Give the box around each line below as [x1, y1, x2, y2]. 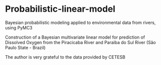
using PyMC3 [5, 24, 33, 30]
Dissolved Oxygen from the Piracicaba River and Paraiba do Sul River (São [5, 39, 156, 45]
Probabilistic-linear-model [5, 3, 116, 15]
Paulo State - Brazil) [5, 44, 46, 50]
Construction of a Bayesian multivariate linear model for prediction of [5, 34, 145, 40]
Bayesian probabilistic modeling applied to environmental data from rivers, [5, 20, 156, 25]
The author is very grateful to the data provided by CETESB [5, 54, 126, 60]
